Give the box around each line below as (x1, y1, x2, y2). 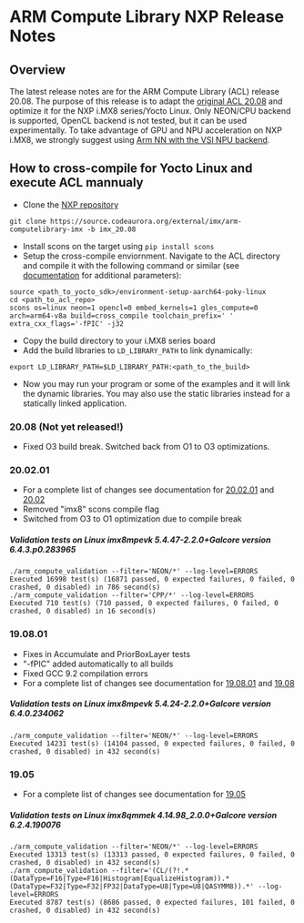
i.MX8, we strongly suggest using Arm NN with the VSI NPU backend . (9, 135, 270, 145)
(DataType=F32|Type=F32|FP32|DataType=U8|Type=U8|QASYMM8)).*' (9, 881, 255, 891)
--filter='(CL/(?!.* (110, 866, 189, 875)
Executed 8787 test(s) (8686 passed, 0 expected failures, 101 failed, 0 (9, 898, 296, 907)
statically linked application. (22, 398, 127, 409)
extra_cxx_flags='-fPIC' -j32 (9, 319, 125, 329)
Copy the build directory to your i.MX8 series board (22, 335, 216, 346)
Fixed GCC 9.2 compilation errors (22, 667, 148, 679)
